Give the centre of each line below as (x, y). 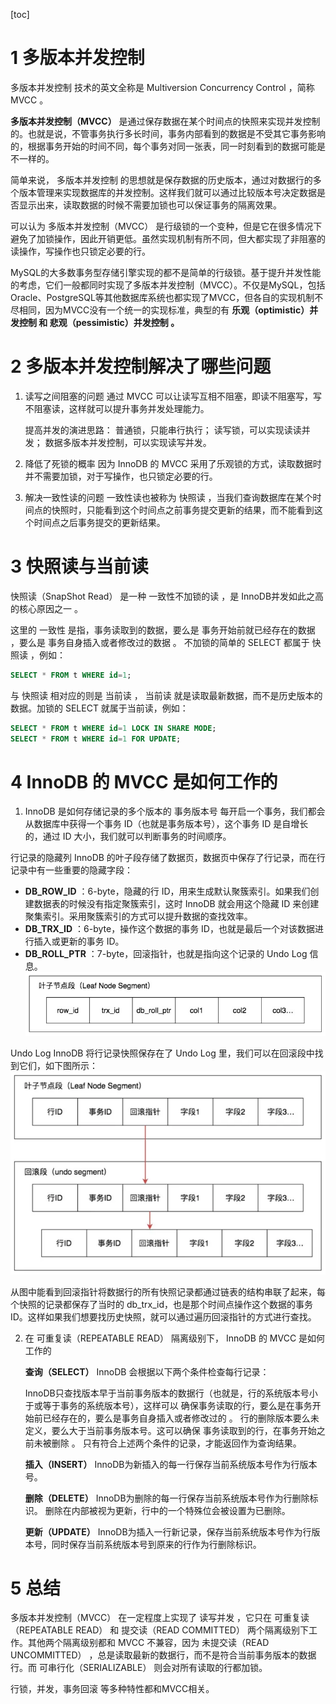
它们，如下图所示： (58, 1066)
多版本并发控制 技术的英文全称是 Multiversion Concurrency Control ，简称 (162, 87)
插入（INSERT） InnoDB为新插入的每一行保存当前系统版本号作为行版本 (171, 1464)
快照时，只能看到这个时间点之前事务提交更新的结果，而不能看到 (183, 510)
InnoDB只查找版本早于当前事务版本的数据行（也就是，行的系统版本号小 (171, 1393)
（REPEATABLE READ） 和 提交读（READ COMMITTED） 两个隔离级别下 (159, 1630)
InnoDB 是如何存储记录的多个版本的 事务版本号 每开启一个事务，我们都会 (175, 811)
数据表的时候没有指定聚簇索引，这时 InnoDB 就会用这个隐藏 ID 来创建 (176, 904)
